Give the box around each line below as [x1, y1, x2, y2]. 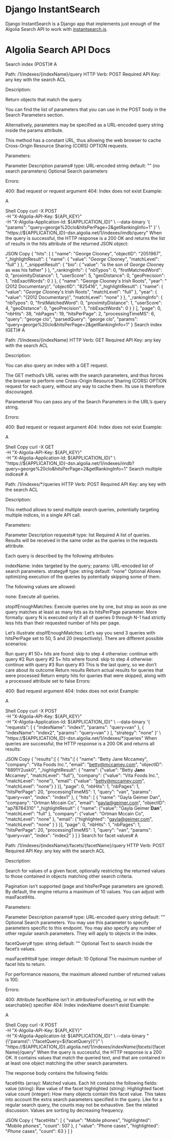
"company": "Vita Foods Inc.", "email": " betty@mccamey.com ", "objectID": [5, 761, 163, 768]
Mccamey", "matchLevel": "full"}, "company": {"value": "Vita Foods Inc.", [5, 772, 160, 778]
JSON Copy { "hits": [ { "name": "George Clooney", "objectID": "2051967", [5, 250, 162, 256]
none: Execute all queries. [5, 593, 60, 600]
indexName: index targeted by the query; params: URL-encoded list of [5, 563, 154, 569]
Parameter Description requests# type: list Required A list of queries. [5, 532, 151, 538]
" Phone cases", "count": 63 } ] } [5, 1128, 73, 1134]
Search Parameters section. [5, 111, 64, 118]
